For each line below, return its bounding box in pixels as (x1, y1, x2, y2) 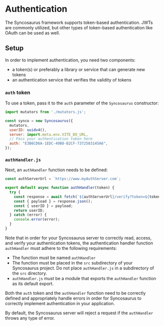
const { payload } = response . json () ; (14, 199, 93, 204)
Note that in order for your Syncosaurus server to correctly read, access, (5, 235, 152, 241)
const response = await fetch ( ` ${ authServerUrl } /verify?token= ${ (14, 194, 150, 199)
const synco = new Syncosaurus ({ (5, 118, 73, 123)
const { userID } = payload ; (14, 204, 73, 208)
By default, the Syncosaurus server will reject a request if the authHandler (5, 310, 153, 316)
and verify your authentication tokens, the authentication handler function (5, 240, 153, 246)
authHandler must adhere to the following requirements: (5, 245, 117, 251)
